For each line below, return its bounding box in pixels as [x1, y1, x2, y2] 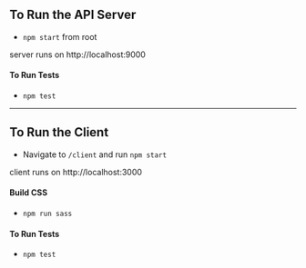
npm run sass [22, 209, 73, 219]
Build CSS [9, 187, 48, 198]
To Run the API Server [9, 7, 137, 23]
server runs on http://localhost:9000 [9, 49, 146, 60]
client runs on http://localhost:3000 [9, 166, 143, 177]
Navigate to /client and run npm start [22, 149, 167, 160]
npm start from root [22, 31, 97, 42]
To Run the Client [9, 124, 109, 140]
